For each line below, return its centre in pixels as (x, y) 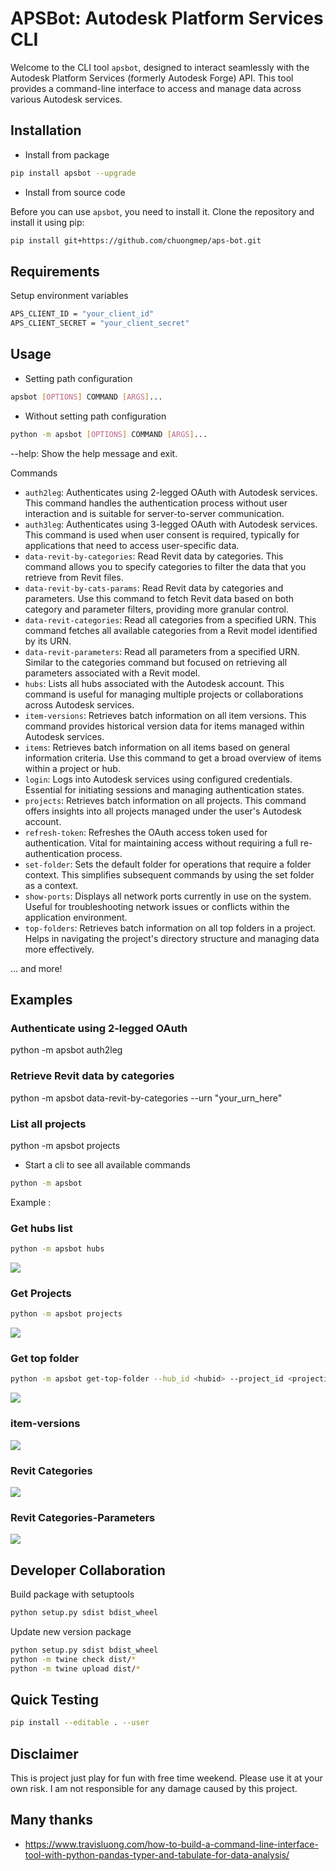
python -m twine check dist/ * (73, 1659)
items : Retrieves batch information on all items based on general (157, 747)
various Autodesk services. (66, 99)
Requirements (55, 271)
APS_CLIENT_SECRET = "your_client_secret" (100, 323)
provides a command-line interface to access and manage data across (156, 88)
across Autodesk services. (79, 704)
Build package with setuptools (72, 1594)
